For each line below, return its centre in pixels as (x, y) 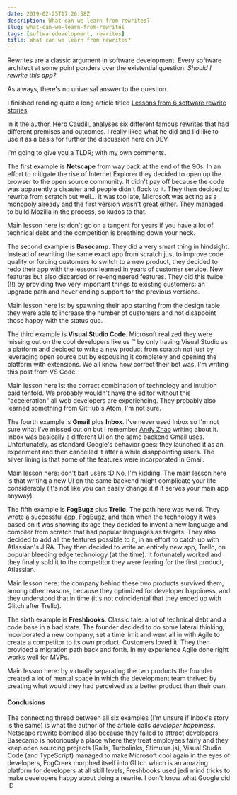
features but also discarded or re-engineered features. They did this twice (115, 277)
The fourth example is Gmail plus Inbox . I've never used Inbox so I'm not (113, 422)
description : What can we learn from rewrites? (79, 21)
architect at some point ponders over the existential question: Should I (109, 68)
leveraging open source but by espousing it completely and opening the (112, 357)
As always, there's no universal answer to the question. (88, 89)
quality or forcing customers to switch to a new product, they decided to (112, 262)
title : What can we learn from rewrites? (69, 40)
